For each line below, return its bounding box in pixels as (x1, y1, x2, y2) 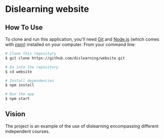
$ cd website (5, 69, 32, 74)
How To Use (5, 23, 43, 32)
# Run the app (5, 92, 35, 97)
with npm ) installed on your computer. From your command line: (5, 42, 136, 47)
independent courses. (5, 128, 50, 134)
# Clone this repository (5, 51, 56, 56)
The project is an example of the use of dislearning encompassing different (5, 123, 159, 129)
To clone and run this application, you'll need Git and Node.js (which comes (5, 36, 160, 42)
